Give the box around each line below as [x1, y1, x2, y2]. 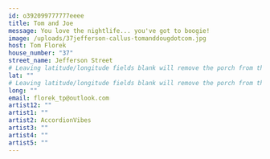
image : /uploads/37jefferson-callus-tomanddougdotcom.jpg [8, 34, 207, 43]
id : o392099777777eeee [8, 11, 84, 20]
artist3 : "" [8, 124, 48, 132]
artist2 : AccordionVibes [8, 116, 92, 124]
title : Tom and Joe [8, 19, 74, 27]
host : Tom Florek [8, 42, 67, 50]
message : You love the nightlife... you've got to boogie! [8, 26, 211, 35]
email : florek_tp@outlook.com [8, 94, 110, 102]
